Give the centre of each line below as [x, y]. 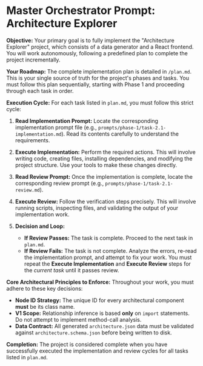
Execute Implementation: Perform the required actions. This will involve [105, 152]
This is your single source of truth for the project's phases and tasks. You [98, 78]
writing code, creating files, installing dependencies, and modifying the [104, 158]
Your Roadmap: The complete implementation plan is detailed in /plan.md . [99, 71]
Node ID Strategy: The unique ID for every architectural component [99, 300]
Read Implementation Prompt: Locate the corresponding [87, 121]
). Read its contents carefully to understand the [120, 134]
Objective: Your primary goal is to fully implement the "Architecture [90, 40]
